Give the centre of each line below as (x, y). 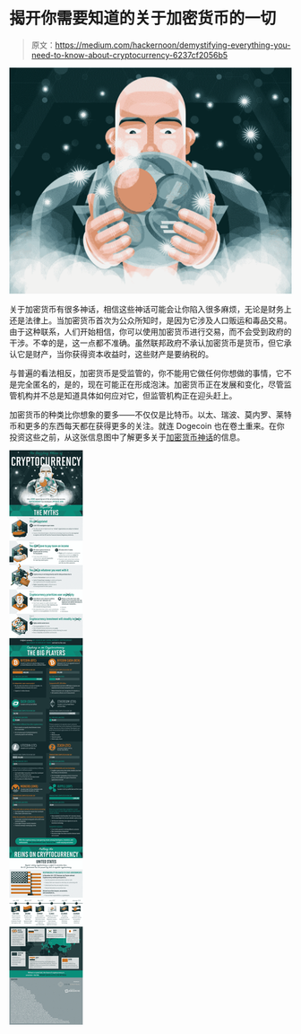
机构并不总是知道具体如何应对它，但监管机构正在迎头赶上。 (127, 396)
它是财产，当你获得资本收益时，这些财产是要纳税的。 (115, 355)
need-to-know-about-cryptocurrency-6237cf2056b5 (129, 55)
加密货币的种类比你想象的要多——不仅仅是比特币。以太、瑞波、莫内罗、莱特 (150, 415)
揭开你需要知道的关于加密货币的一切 (143, 18)
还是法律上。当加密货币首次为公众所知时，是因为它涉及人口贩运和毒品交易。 (150, 320)
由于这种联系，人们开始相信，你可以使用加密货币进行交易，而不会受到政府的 (150, 332)
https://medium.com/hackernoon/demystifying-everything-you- (173, 45)
